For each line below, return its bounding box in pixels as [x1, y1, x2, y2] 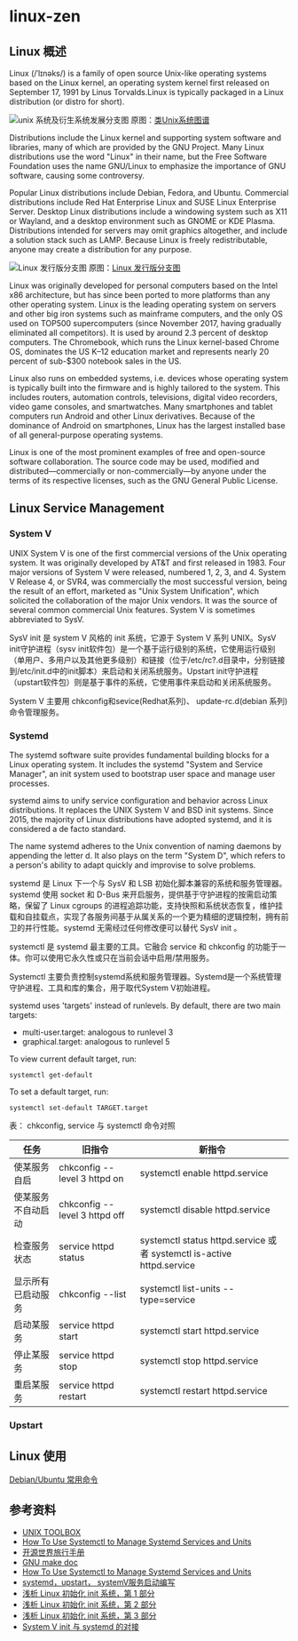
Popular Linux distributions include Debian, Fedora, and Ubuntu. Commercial [9, 188, 289, 197]
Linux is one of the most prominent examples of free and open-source [9, 447, 266, 457]
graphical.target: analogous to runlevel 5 [21, 1036, 170, 1046]
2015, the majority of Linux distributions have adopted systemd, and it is [9, 813, 272, 824]
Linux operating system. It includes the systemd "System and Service [9, 758, 263, 770]
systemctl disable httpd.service [139, 1203, 271, 1215]
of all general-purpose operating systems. [9, 429, 163, 440]
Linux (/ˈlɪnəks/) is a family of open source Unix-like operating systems [9, 68, 268, 78]
